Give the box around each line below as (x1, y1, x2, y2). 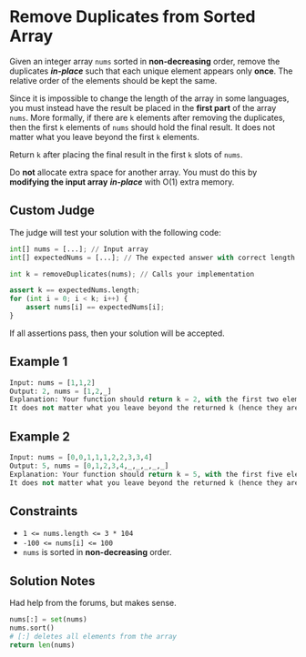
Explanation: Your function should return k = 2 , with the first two (9, 395, 280, 404)
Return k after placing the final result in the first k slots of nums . (9, 148, 243, 160)
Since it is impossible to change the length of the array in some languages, (9, 93, 290, 104)
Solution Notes (9, 573, 96, 589)
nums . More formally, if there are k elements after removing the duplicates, (9, 112, 285, 123)
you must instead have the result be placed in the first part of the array (9, 102, 277, 113)
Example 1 (9, 354, 68, 369)
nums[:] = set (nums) (9, 615, 88, 624)
